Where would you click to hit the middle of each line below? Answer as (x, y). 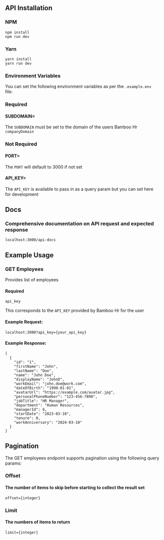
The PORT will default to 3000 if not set (44, 167)
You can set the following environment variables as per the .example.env (78, 87)
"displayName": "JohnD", (39, 379)
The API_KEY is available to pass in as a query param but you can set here (79, 189)
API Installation (29, 8)
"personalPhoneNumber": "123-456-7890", (56, 396)
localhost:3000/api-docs (30, 240)
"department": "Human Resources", (49, 405)
